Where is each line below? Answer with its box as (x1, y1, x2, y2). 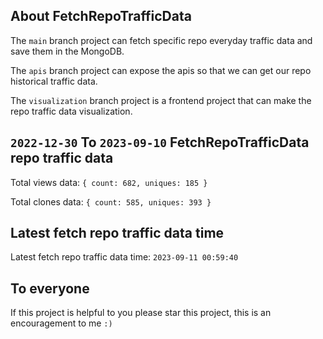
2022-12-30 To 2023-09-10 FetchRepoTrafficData (10, 134, 310, 151)
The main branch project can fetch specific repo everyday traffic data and (10, 34, 313, 46)
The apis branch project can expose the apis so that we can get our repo (10, 64, 312, 76)
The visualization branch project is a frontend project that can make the (10, 94, 312, 106)
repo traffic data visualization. (10, 105, 133, 117)
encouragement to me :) (10, 317, 113, 329)
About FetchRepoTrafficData (10, 8, 192, 25)
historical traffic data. (10, 75, 98, 87)
